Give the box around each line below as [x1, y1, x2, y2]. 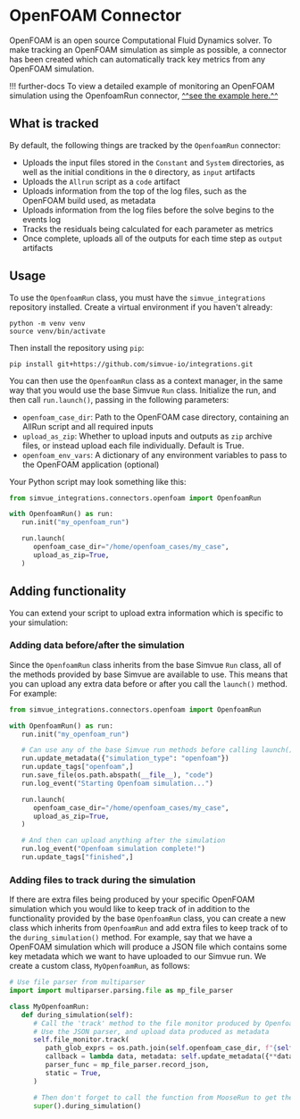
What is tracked [9, 116, 100, 131]
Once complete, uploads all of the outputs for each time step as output [21, 233, 283, 244]
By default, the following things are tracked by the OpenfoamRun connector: [9, 139, 281, 150]
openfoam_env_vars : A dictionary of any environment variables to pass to [21, 449, 287, 460]
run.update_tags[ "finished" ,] [21, 853, 134, 862]
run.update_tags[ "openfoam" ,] [21, 763, 134, 772]
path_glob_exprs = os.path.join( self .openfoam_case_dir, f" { [45, 1044, 278, 1053]
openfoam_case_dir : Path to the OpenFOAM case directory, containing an [21, 412, 289, 422]
